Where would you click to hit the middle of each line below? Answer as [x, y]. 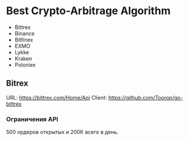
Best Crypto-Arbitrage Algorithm [88, 11]
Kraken [23, 58]
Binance [24, 33]
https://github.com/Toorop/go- [145, 97]
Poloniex [25, 65]
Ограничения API [32, 119]
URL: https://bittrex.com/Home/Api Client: [57, 97]
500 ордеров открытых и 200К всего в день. [62, 132]
